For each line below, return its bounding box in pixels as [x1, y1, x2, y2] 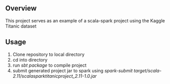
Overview [5, 4, 37, 13]
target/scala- [133, 67, 162, 73]
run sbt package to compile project [12, 62, 87, 68]
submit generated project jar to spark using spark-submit [12, 67, 133, 73]
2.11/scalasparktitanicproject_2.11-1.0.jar [12, 73, 97, 79]
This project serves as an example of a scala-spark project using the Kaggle [5, 17, 165, 23]
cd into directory [12, 57, 48, 63]
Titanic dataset [5, 23, 37, 29]
